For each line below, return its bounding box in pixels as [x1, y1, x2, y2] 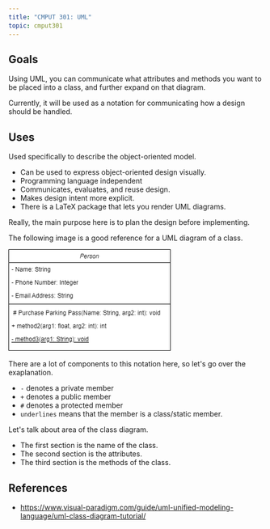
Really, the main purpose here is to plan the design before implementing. [8, 218, 251, 227]
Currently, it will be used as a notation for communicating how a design [8, 98, 245, 108]
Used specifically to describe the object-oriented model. [8, 152, 196, 162]
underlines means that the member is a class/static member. [19, 409, 223, 419]
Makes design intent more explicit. [19, 193, 135, 203]
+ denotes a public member [19, 392, 112, 402]
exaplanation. [8, 368, 53, 378]
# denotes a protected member [19, 400, 124, 410]
